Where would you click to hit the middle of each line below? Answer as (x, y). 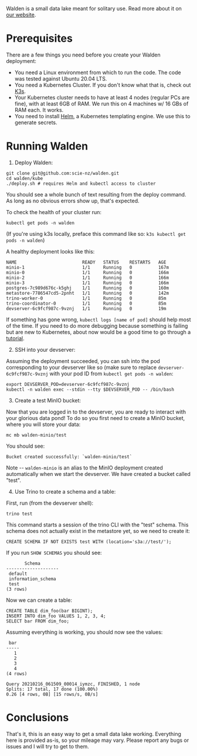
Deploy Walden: (34, 162)
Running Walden (47, 146)
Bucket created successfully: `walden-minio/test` (69, 457)
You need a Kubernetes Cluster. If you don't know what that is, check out (103, 85)
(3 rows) (17, 589)
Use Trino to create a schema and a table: (65, 491)
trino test (19, 514)
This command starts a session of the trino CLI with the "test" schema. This (97, 524)
